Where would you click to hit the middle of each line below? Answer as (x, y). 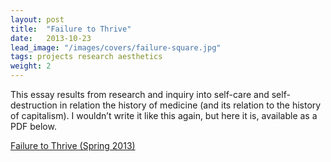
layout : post (37, 19)
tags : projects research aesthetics (86, 57)
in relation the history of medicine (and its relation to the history (190, 105)
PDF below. (33, 126)
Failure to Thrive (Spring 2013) (73, 145)
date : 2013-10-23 (51, 38)
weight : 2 (31, 66)
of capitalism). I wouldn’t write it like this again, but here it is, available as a (164, 115)
